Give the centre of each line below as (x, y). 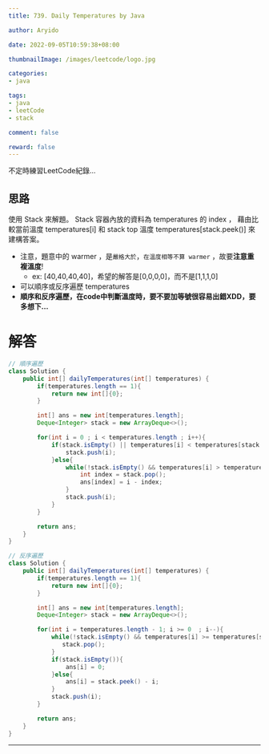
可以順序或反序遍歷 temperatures (74, 286)
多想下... (34, 306)
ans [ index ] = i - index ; (121, 482)
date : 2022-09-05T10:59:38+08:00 (64, 45)
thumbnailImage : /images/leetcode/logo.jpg (82, 59)
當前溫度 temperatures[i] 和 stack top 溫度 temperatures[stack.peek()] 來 (135, 229)
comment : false (34, 132)
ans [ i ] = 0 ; (85, 667)
